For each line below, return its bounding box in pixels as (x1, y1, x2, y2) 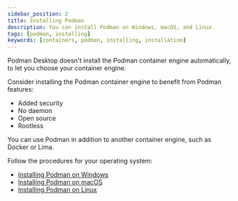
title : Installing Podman (7, 17, 84, 24)
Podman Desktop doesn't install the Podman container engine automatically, (7, 56, 232, 65)
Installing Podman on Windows (17, 170, 109, 179)
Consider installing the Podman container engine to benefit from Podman (7, 77, 222, 86)
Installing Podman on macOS (17, 178, 103, 187)
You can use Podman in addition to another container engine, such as (7, 136, 212, 144)
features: (7, 85, 34, 94)
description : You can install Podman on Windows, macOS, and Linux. (7, 23, 215, 31)
